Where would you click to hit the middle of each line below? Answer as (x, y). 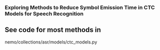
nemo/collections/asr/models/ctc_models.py (51, 42)
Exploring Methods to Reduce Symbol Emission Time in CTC (80, 7)
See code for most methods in (53, 30)
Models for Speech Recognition (44, 13)
